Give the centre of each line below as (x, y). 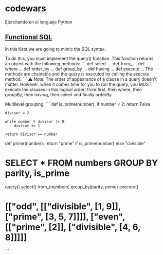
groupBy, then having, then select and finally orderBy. (59, 94)
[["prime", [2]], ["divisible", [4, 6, (73, 227)
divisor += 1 (27, 126)
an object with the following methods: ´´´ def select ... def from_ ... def (75, 63)
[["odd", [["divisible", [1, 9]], (63, 206)
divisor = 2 (17, 113)
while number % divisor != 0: (36, 121)
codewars (26, 9)
